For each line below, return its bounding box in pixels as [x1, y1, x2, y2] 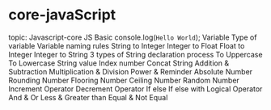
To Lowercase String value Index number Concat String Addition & [8, 58, 229, 68]
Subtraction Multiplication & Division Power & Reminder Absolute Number [8, 66, 253, 76]
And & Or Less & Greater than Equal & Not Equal [8, 92, 168, 102]
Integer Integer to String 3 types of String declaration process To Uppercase [8, 49, 263, 59]
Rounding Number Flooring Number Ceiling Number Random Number [8, 75, 240, 85]
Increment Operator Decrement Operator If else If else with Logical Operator [8, 83, 263, 94]
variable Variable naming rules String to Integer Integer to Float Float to [8, 40, 245, 50]
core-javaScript [8, 6, 116, 24]
